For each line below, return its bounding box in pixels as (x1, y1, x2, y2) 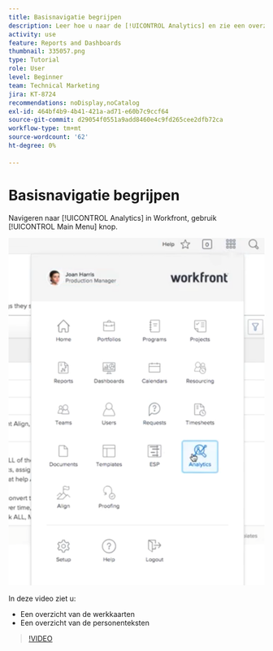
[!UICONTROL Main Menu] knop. (8, 222, 118, 231)
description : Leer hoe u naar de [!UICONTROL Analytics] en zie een (8, 21, 245, 30)
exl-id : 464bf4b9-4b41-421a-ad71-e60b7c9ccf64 (8, 107, 169, 115)
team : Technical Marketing (8, 81, 100, 89)
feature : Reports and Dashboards (8, 39, 122, 47)
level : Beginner (8, 73, 63, 81)
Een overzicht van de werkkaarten (19, 609, 136, 619)
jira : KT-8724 (8, 90, 57, 98)
